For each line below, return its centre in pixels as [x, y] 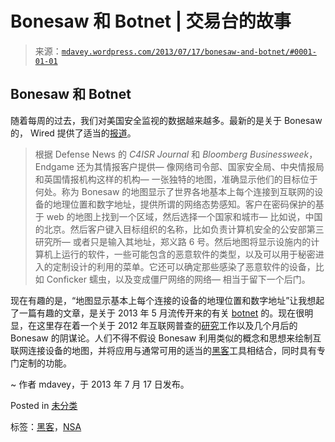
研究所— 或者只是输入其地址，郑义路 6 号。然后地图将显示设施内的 [173, 241]
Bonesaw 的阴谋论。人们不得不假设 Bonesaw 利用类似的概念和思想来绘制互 [166, 338]
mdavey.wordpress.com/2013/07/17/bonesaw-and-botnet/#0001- [189, 52]
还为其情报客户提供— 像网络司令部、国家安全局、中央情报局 [200, 166]
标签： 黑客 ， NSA [46, 426]
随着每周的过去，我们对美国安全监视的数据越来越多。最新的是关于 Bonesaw [166, 120]
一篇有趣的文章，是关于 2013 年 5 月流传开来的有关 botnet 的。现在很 [161, 313]
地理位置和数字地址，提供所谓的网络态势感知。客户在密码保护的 [184, 204]
